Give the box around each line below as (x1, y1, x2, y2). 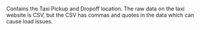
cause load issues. (6, 18, 53, 25)
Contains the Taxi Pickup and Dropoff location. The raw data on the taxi (6, 5, 185, 12)
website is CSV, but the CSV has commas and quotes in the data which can (6, 11, 195, 19)
